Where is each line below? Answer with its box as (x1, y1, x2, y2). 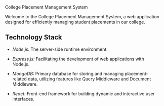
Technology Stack (5, 33, 62, 41)
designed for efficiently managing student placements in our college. (5, 19, 146, 25)
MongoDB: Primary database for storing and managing (12, 71, 124, 76)
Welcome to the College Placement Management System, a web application (5, 14, 160, 19)
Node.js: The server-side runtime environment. (12, 46, 108, 52)
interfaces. (12, 96, 35, 102)
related (12, 76, 27, 82)
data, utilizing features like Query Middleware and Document (28, 76, 151, 82)
